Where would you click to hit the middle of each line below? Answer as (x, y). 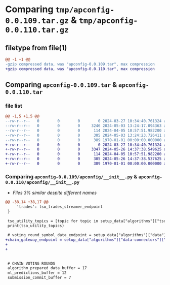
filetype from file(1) (36, 47)
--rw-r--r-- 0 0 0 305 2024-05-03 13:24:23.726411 (83, 135)
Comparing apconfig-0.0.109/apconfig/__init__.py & (71, 176)
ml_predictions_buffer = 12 (37, 273)
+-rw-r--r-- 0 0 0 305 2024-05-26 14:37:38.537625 (83, 159)
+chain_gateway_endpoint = (34, 240)
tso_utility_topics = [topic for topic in (53, 221)
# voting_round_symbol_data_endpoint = (50, 235)
